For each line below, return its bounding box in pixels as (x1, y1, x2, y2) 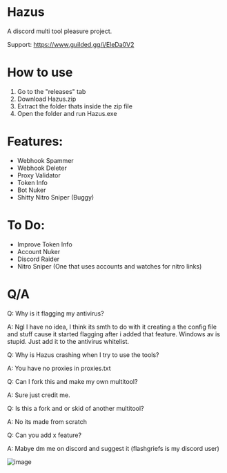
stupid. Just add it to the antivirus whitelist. (7, 337, 130, 345)
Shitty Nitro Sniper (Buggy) (17, 193, 95, 201)
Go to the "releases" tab (17, 87, 86, 95)
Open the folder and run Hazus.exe (17, 109, 117, 117)
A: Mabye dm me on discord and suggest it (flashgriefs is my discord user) (7, 444, 219, 452)
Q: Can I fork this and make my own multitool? (7, 377, 138, 385)
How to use (7, 65, 73, 80)
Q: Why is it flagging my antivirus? (7, 309, 105, 318)
